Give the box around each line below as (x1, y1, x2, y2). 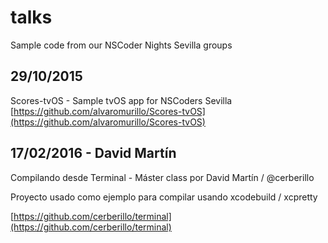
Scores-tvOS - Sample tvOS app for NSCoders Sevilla (10, 94, 233, 106)
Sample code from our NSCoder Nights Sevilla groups (10, 39, 233, 51)
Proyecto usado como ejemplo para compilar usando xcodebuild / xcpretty (10, 191, 318, 203)
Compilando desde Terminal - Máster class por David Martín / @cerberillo (10, 171, 315, 183)
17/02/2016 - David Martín (10, 145, 177, 162)
